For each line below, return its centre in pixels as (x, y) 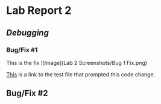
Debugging (28, 33)
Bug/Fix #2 (27, 93)
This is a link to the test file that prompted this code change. (81, 74)
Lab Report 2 (39, 11)
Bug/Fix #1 (22, 50)
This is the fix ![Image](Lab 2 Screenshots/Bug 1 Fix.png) (77, 63)
